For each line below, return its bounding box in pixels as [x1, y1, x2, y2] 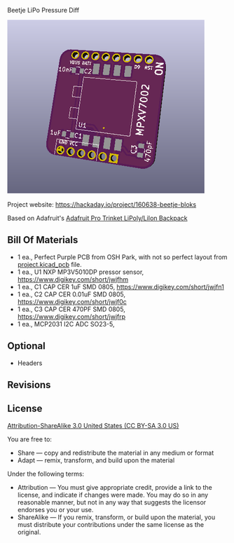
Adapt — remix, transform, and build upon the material [17, 455, 175, 465]
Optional [7, 340, 46, 352]
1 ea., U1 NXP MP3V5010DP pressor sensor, [17, 268, 144, 276]
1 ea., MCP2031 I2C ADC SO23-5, [17, 319, 115, 328]
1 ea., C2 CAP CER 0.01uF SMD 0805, [17, 290, 126, 298]
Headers [17, 359, 43, 367]
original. [17, 528, 41, 536]
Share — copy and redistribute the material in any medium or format [17, 448, 214, 457]
